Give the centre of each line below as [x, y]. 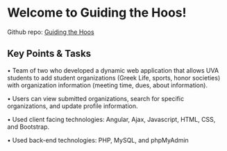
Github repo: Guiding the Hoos [51, 32]
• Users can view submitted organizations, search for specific [96, 98]
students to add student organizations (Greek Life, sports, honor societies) [114, 78]
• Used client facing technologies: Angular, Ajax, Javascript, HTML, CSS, [111, 119]
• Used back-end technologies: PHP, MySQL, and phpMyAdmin [98, 140]
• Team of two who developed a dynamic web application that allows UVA [113, 70]
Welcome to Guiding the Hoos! [97, 13]
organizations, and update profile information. [73, 106]
